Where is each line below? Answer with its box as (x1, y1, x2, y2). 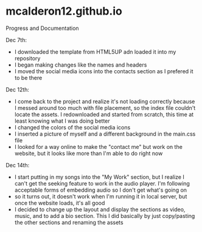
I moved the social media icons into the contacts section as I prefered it (14, 67, 193, 74)
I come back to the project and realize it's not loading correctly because (14, 98, 195, 105)
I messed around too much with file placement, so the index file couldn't (14, 104, 196, 111)
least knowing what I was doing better (14, 117, 110, 125)
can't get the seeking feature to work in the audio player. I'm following (14, 179, 190, 187)
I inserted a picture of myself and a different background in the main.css (14, 130, 196, 137)
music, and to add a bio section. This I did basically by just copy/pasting (14, 212, 195, 219)
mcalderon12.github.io (5, 4, 122, 18)
